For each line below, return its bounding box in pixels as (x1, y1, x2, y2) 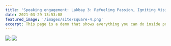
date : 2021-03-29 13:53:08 (5, 12, 63, 17)
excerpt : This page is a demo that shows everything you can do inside (5, 21, 160, 27)
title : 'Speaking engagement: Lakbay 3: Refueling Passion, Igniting (5, 7, 156, 13)
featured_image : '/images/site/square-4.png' (5, 17, 103, 22)
